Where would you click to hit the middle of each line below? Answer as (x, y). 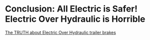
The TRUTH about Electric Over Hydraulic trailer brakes (61, 32)
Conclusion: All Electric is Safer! (71, 9)
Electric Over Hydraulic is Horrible (75, 19)
